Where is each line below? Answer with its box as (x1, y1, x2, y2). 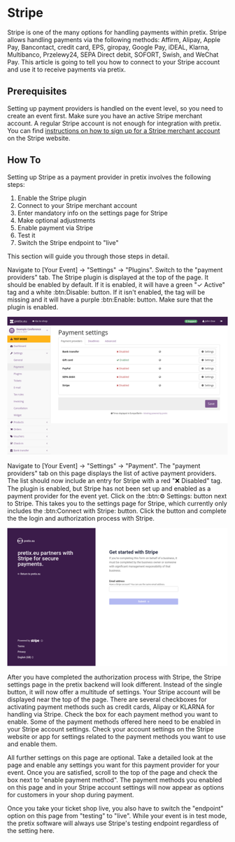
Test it (17, 231, 36, 239)
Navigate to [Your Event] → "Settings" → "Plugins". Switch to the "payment (7, 265, 223, 274)
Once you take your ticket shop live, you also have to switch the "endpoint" (7, 804, 224, 813)
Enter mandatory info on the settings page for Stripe (17, 209, 168, 217)
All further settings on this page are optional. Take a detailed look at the (7, 753, 213, 762)
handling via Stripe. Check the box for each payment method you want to (7, 710, 218, 718)
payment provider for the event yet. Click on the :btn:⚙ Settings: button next (7, 491, 227, 500)
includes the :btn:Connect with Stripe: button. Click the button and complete (7, 506, 227, 515)
